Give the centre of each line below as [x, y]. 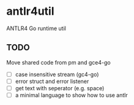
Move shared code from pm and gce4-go [59, 62]
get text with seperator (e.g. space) [60, 88]
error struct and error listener [52, 81]
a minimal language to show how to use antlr [71, 95]
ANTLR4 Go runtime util [36, 28]
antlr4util [30, 11]
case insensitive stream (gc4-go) [57, 74]
